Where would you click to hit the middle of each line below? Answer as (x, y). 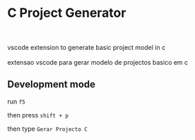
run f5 (17, 101)
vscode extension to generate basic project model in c (87, 47)
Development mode (52, 85)
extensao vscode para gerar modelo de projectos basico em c (98, 62)
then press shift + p (38, 115)
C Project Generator (67, 13)
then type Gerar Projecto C (48, 129)
